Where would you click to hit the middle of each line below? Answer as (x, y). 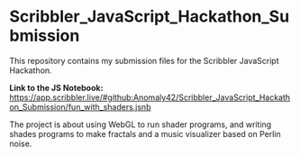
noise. (21, 143)
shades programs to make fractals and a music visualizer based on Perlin (145, 133)
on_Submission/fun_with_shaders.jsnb (80, 106)
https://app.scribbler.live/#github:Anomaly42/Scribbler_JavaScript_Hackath (150, 97)
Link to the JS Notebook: (56, 87)
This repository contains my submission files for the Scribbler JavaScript (144, 60)
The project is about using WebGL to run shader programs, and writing (141, 124)
